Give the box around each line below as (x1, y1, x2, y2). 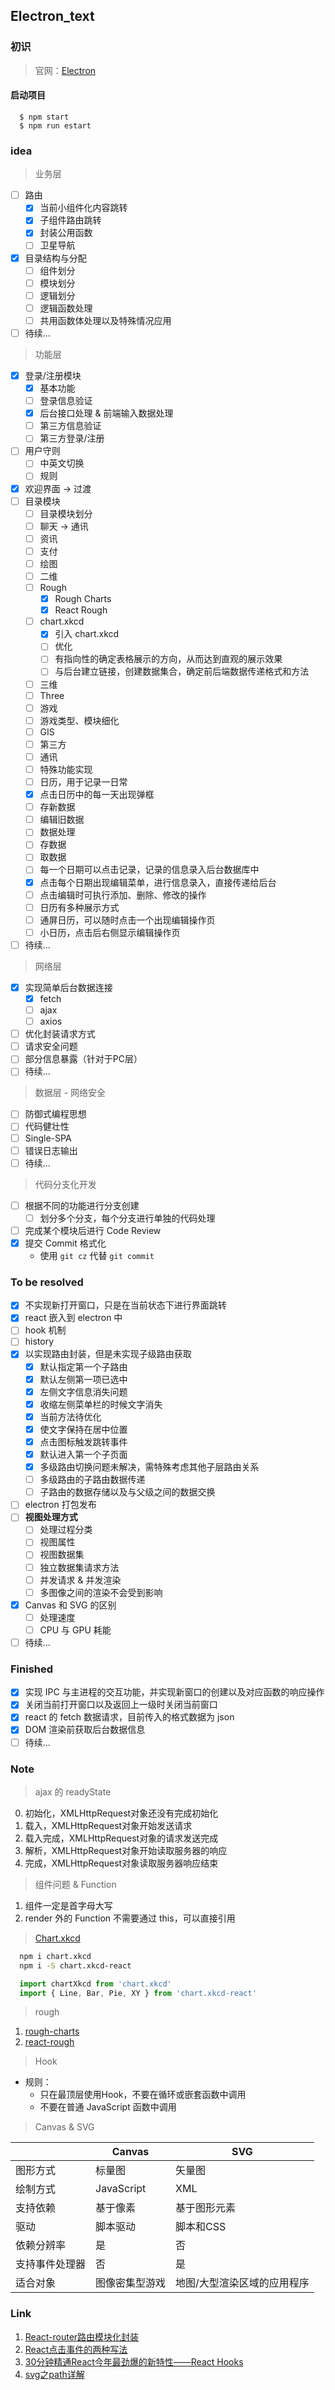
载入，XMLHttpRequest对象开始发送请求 (24, 1819, 193, 1831)
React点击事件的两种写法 (24, 2343, 128, 2355)
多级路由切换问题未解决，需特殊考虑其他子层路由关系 (39, 1461, 260, 1473)
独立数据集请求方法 (39, 1561, 120, 1573)
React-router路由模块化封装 (24, 2330, 140, 2343)
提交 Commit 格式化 (24, 1237, 107, 1249)
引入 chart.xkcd (54, 628, 120, 640)
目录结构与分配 (24, 252, 87, 264)
